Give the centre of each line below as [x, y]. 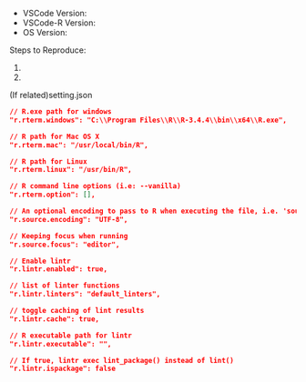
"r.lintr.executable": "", [61, 344]
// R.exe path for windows [61, 112]
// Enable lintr [40, 261]
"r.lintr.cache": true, [55, 319]
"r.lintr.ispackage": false [63, 369]
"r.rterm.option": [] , [52, 195]
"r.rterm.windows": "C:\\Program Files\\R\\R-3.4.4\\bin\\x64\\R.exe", [148, 120]
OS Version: [45, 32]
